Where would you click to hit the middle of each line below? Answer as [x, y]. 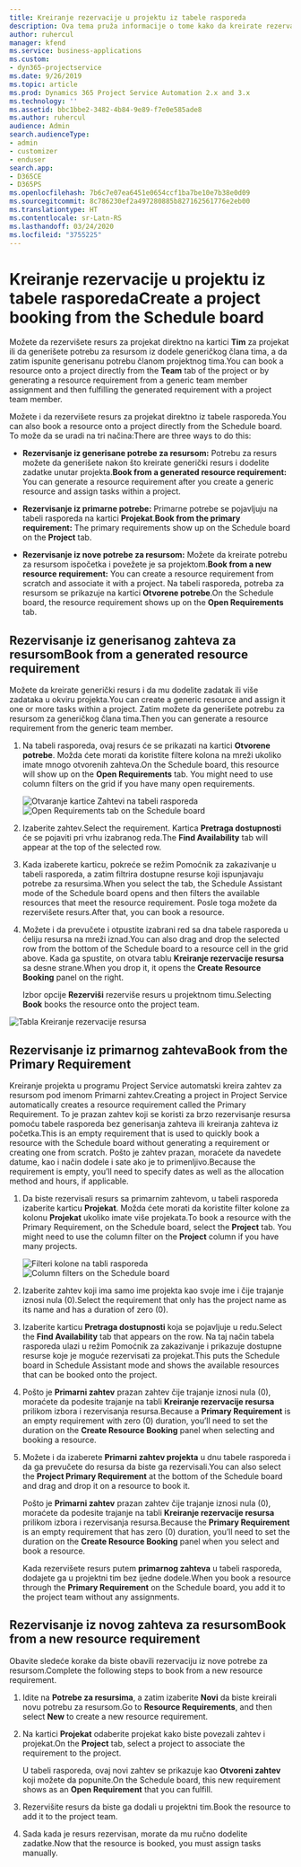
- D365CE [26, 176]
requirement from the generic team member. [91, 728]
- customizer [34, 151]
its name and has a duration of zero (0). [95, 1309]
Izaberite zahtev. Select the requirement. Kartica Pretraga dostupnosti [152, 828]
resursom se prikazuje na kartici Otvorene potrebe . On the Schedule [148, 593]
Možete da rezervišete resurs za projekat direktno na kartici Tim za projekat [149, 342]
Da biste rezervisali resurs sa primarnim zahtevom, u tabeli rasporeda [150, 1198]
